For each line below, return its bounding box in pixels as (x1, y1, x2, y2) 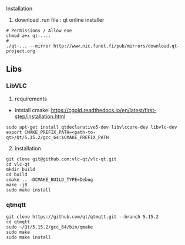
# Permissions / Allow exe (6, 28, 72, 33)
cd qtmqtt (6, 219, 31, 225)
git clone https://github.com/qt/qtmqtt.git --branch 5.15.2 (6, 214, 159, 220)
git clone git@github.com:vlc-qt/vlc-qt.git (6, 156, 117, 162)
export (6, 129, 22, 135)
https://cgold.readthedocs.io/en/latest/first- (51, 106, 157, 113)
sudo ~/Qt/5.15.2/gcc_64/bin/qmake (6, 224, 93, 230)
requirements (14, 95, 47, 102)
